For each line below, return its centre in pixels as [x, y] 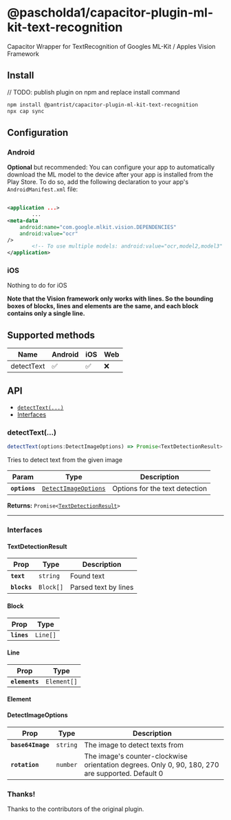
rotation [25, 764]
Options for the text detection [160, 489]
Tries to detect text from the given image [65, 460]
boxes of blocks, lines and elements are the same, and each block [103, 306]
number [67, 764]
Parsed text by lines [102, 588]
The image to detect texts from [134, 745]
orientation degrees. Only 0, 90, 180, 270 [152, 765]
